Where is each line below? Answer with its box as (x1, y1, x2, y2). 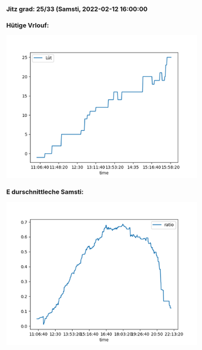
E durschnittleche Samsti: (6, 188, 84, 196)
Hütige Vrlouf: (6, 21, 50, 29)
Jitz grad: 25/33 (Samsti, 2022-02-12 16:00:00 (6, 5, 148, 13)
